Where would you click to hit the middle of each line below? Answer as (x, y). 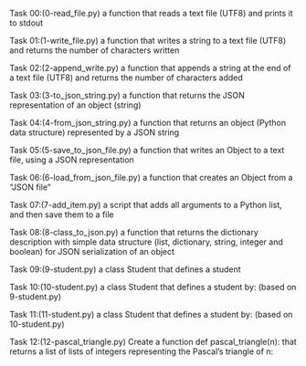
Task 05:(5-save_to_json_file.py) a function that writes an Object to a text (147, 150)
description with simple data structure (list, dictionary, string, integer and (146, 242)
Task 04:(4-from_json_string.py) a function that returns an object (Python (148, 123)
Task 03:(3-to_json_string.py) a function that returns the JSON (127, 95)
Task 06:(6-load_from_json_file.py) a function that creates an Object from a (151, 178)
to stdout (26, 23)
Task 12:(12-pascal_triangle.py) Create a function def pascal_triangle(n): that (153, 342)
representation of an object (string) (75, 105)
